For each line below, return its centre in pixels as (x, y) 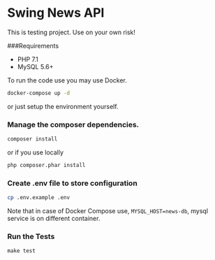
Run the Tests (31, 236)
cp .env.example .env (39, 198)
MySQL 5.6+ (35, 66)
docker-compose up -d (39, 93)
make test (22, 251)
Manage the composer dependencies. (73, 124)
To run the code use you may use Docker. (67, 80)
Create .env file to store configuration (72, 183)
